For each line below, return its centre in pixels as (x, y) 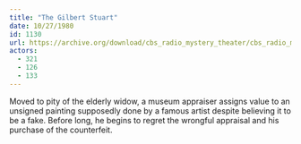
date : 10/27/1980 (42, 26)
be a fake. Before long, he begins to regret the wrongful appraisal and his (144, 120)
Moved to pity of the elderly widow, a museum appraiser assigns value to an (150, 101)
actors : (24, 51)
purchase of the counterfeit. (61, 130)
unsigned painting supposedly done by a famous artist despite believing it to (150, 110)
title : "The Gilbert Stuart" (64, 17)
